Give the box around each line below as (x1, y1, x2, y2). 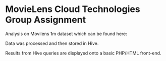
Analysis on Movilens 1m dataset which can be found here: (5, 30, 128, 36)
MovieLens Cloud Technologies (5, 3, 140, 15)
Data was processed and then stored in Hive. (5, 40, 99, 46)
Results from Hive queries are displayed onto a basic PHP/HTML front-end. (5, 50, 161, 56)
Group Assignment (5, 14, 86, 25)
